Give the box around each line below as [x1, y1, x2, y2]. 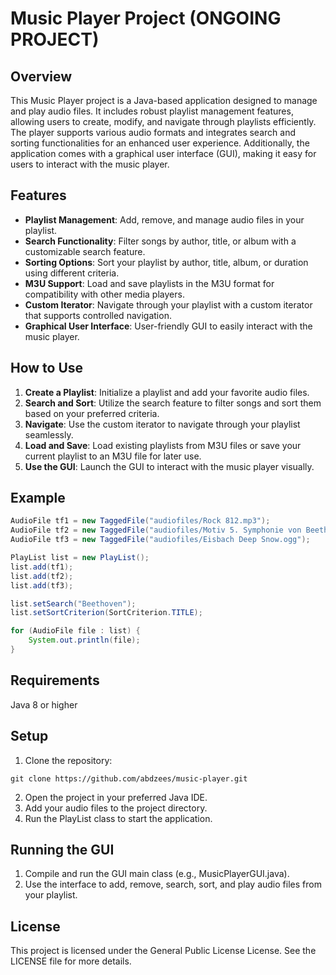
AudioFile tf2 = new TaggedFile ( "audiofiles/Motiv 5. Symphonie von [10, 525, 302, 536]
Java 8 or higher [10, 698, 78, 711]
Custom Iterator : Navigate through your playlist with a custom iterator [24, 298, 313, 311]
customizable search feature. [24, 245, 146, 257]
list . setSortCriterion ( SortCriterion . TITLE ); [10, 608, 203, 618]
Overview [10, 68, 73, 85]
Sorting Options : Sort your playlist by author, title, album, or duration [24, 256, 309, 268]
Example [10, 490, 66, 507]
